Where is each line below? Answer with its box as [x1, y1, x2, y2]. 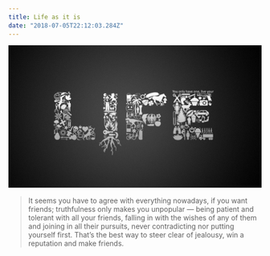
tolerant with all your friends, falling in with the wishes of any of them [27, 213, 257, 222]
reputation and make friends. [27, 238, 125, 248]
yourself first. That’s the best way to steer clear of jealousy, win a [27, 230, 244, 239]
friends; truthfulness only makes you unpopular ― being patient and [27, 204, 255, 213]
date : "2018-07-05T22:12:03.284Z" [8, 21, 125, 30]
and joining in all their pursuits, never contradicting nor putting [27, 221, 235, 231]
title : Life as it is [8, 13, 81, 21]
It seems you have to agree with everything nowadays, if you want [27, 196, 247, 205]
